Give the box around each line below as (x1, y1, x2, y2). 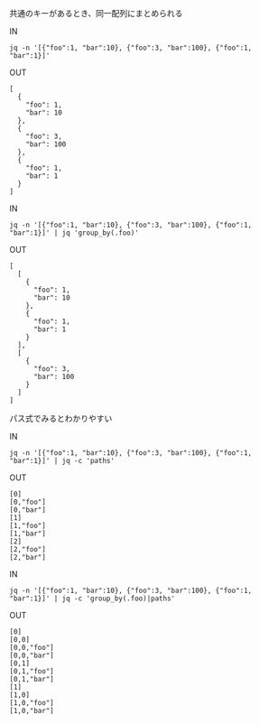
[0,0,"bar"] (9, 651, 54, 660)
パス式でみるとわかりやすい (9, 413, 113, 423)
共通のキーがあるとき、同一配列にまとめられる (9, 8, 183, 18)
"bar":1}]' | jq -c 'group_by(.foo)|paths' (9, 594, 176, 603)
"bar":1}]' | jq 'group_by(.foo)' (9, 228, 140, 237)
